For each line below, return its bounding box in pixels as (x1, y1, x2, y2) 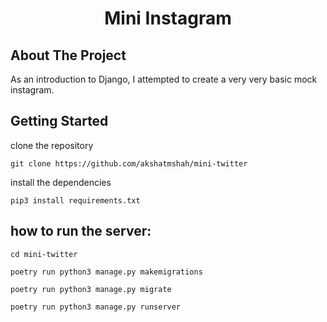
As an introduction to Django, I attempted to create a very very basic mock (10, 73, 318, 85)
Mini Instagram (104, 7, 232, 30)
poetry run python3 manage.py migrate (10, 284, 172, 294)
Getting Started (10, 113, 109, 130)
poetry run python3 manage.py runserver (10, 302, 182, 312)
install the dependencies (10, 176, 112, 188)
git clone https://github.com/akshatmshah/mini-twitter (10, 158, 248, 169)
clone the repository (10, 139, 94, 151)
